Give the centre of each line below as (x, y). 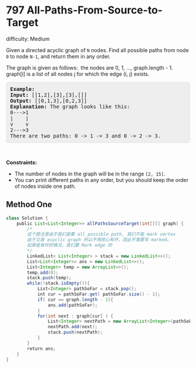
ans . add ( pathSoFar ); (73, 305)
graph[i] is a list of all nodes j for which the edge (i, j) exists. (78, 74)
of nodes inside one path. (45, 186)
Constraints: (22, 162)
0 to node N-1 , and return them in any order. (58, 56)
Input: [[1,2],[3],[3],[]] (49, 95)
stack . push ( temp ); (49, 278)
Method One (29, 204)
